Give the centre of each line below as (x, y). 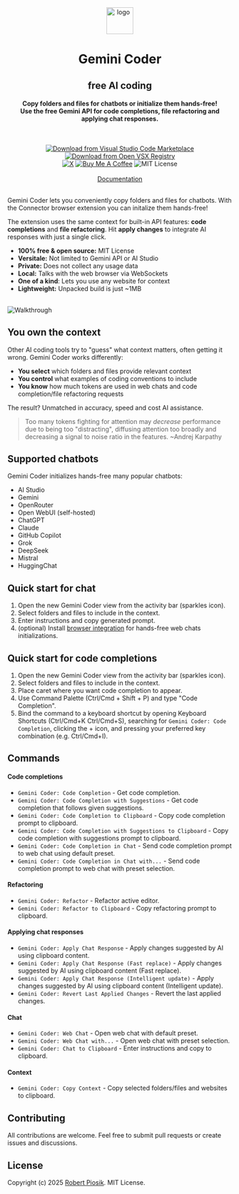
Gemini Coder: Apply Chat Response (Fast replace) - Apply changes (120, 963)
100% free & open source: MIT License (76, 251)
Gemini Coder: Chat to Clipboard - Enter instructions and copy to (115, 1048)
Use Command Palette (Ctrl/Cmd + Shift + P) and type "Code (107, 698)
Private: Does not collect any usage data (78, 265)
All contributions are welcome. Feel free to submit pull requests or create (115, 1135)
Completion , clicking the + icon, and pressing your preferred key (112, 729)
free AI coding (120, 85)
